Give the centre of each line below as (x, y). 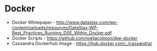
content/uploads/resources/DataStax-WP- (55, 27)
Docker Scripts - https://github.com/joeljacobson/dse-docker (75, 38)
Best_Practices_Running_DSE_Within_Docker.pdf (62, 33)
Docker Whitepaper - (34, 22)
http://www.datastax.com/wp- (87, 22)
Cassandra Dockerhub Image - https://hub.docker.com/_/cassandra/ (82, 43)
